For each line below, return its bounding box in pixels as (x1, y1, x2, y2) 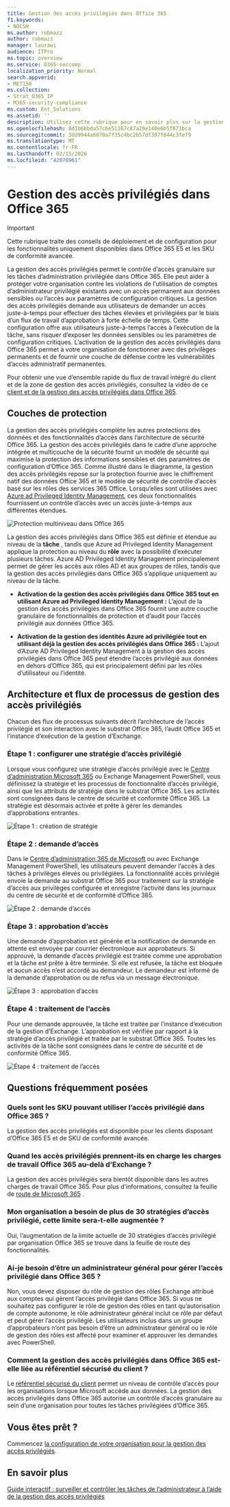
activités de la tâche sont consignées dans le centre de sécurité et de (7, 1042, 203, 1050)
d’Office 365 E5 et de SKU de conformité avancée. (7, 1134, 149, 1142)
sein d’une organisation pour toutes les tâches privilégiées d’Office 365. (7, 1401, 210, 1410)
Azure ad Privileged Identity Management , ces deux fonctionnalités (7, 492, 197, 500)
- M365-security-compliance (7, 100, 88, 106)
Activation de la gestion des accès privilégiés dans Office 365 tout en (16, 590, 219, 598)
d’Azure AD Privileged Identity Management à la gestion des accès (16, 647, 205, 655)
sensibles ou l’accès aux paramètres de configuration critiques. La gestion (7, 294, 217, 302)
